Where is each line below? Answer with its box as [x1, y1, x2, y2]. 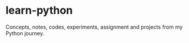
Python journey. [5, 29, 45, 36]
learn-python [5, 4, 73, 17]
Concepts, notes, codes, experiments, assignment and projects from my [5, 23, 183, 30]
